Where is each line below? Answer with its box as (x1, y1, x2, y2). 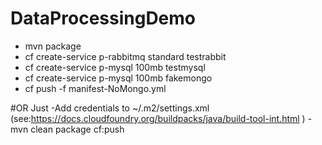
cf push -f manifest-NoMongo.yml (24, 82, 167, 94)
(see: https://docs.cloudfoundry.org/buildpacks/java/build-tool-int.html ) (10, 112, 306, 124)
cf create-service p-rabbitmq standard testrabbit (24, 50, 227, 62)
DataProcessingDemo (10, 7, 197, 30)
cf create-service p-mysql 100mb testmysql (24, 61, 206, 73)
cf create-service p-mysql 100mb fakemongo (24, 72, 213, 84)
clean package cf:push (30, 123, 125, 135)
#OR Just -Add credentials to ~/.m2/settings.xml (10, 102, 210, 114)
